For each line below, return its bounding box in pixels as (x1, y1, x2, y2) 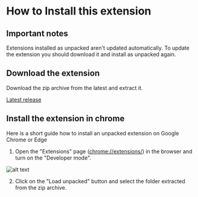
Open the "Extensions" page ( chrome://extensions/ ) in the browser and (14, 147, 193, 155)
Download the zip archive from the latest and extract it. (6, 84, 143, 91)
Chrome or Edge (6, 136, 47, 143)
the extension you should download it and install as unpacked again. (6, 51, 176, 58)
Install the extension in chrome (6, 114, 125, 124)
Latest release (6, 95, 42, 103)
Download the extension (6, 68, 100, 79)
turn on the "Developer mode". (14, 154, 92, 161)
